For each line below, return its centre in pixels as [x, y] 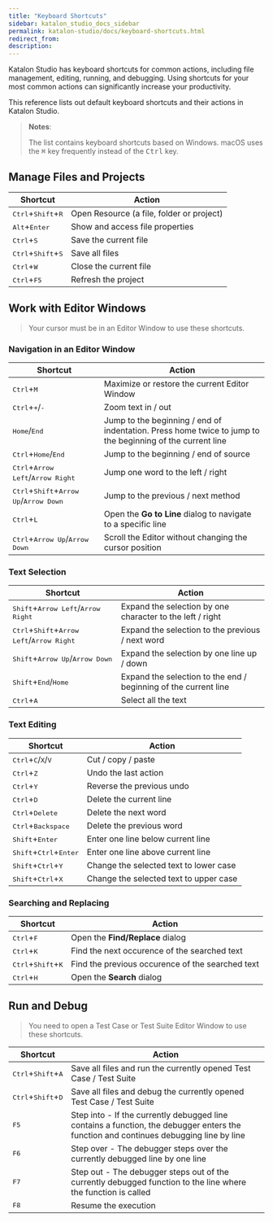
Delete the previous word [134, 825]
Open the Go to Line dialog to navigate [178, 514]
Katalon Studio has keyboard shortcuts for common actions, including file [131, 69]
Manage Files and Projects [77, 177]
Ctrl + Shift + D [38, 1097]
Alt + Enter [31, 226]
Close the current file [111, 266]
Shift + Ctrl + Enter [46, 852]
